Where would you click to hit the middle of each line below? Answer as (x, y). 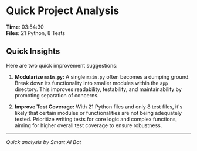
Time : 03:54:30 (25, 27)
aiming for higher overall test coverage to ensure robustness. (88, 125)
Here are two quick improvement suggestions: (62, 65)
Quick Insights (33, 52)
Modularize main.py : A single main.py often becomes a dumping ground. (102, 76)
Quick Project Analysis (63, 11)
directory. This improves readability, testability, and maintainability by (98, 89)
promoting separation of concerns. (57, 95)
